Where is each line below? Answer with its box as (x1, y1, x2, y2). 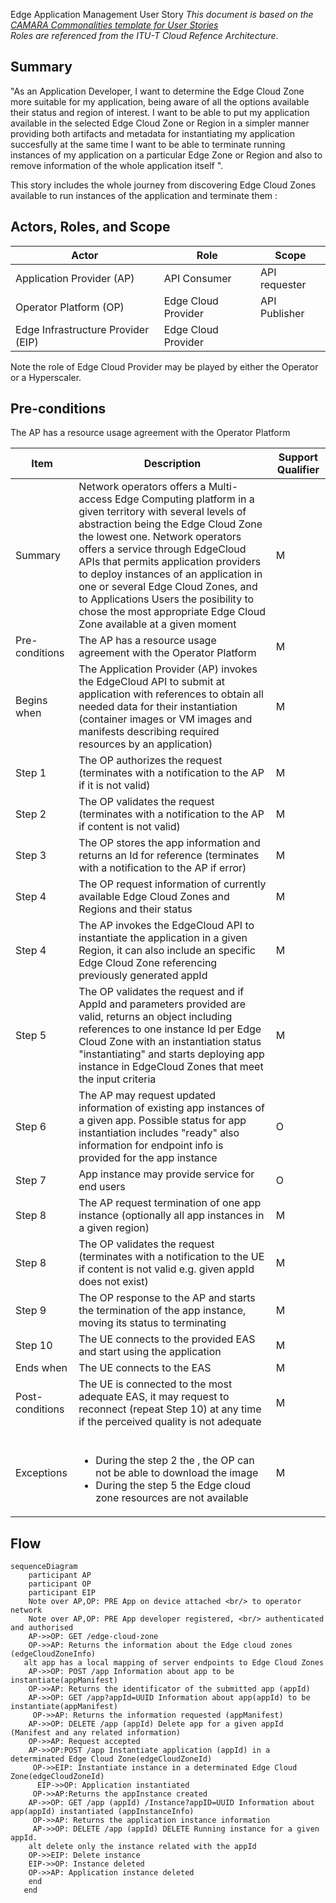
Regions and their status (78, 902, 193, 916)
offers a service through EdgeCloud (78, 542, 247, 556)
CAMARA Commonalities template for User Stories (10, 19, 219, 31)
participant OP (28, 1579, 92, 1589)
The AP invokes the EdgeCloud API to (78, 919, 255, 933)
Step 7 (15, 1174, 47, 1188)
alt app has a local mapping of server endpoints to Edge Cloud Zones (23, 1658, 325, 1668)
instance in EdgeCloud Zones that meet (78, 1060, 264, 1074)
